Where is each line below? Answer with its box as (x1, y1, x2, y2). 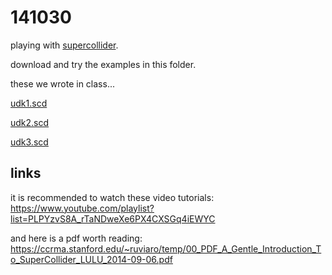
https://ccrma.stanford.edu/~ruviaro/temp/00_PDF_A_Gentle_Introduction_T (10, 242, 322, 255)
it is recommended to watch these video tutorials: (10, 191, 215, 203)
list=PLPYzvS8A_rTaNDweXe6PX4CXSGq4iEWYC (10, 212, 216, 225)
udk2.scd (10, 116, 50, 128)
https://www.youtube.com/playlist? (10, 202, 155, 214)
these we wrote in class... (10, 77, 115, 90)
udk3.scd (10, 136, 49, 148)
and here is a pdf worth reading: (10, 232, 143, 244)
